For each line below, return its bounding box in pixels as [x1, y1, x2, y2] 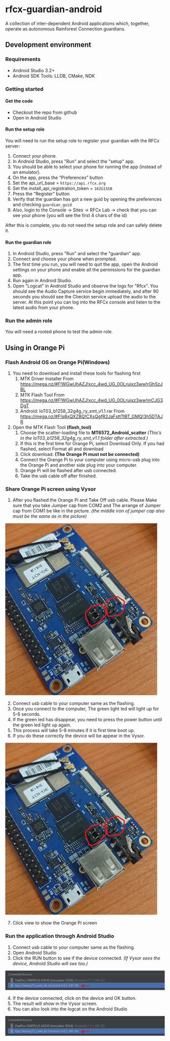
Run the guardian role [5, 239, 52, 245]
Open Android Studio [12, 950, 57, 956]
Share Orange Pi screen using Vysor [5, 485, 96, 493]
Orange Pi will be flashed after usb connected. [20, 468, 117, 474]
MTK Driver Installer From [20, 376, 74, 382]
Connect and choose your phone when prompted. [12, 256, 117, 262]
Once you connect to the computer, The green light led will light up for [12, 706, 159, 712]
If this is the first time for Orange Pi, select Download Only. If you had [20, 441, 164, 447]
